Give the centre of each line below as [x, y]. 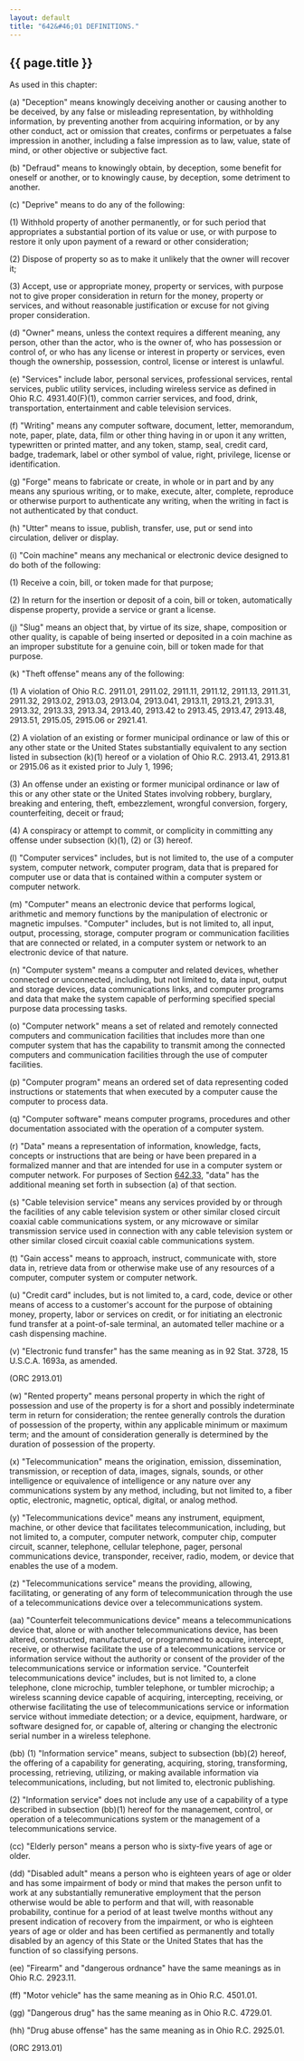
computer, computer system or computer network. [104, 1278]
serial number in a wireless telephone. [80, 1736]
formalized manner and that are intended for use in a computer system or [146, 1166]
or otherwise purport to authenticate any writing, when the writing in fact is [149, 501]
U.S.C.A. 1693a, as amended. [63, 1361]
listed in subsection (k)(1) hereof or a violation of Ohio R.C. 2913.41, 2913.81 [149, 757]
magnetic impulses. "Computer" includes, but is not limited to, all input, [142, 924]
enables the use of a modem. [64, 1566]
